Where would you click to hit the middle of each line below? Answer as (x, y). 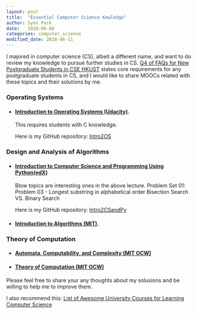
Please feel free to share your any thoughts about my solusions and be (93, 280)
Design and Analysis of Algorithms (58, 152)
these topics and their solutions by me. (54, 82)
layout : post (22, 12)
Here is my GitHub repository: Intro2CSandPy (71, 210)
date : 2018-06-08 (30, 28)
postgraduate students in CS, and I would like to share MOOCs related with (98, 76)
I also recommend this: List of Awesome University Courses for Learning (95, 298)
